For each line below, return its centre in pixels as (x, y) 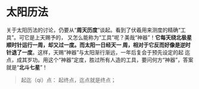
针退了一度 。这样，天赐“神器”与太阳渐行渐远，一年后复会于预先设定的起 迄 (98, 52)
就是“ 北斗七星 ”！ (27, 67)
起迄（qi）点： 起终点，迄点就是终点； (68, 80)
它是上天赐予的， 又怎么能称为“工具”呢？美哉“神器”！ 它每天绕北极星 (108, 37)
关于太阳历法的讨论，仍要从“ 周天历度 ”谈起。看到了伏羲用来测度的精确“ (94, 30)
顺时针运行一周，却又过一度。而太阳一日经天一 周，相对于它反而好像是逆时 (99, 45)
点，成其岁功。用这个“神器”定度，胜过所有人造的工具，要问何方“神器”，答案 (100, 60)
